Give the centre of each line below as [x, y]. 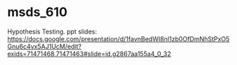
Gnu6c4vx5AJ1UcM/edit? [44, 46]
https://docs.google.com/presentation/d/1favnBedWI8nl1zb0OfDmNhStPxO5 [119, 38]
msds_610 [37, 12]
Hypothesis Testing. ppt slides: [52, 31]
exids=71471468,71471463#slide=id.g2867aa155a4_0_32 [89, 54]
